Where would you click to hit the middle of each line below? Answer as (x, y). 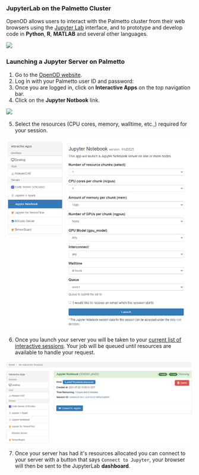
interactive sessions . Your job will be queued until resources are (93, 346)
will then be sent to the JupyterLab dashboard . (72, 465)
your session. (31, 130)
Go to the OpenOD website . (48, 74)
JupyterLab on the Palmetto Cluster (59, 8)
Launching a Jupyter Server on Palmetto (66, 62)
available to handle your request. (55, 352)
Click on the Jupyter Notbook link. (57, 100)
